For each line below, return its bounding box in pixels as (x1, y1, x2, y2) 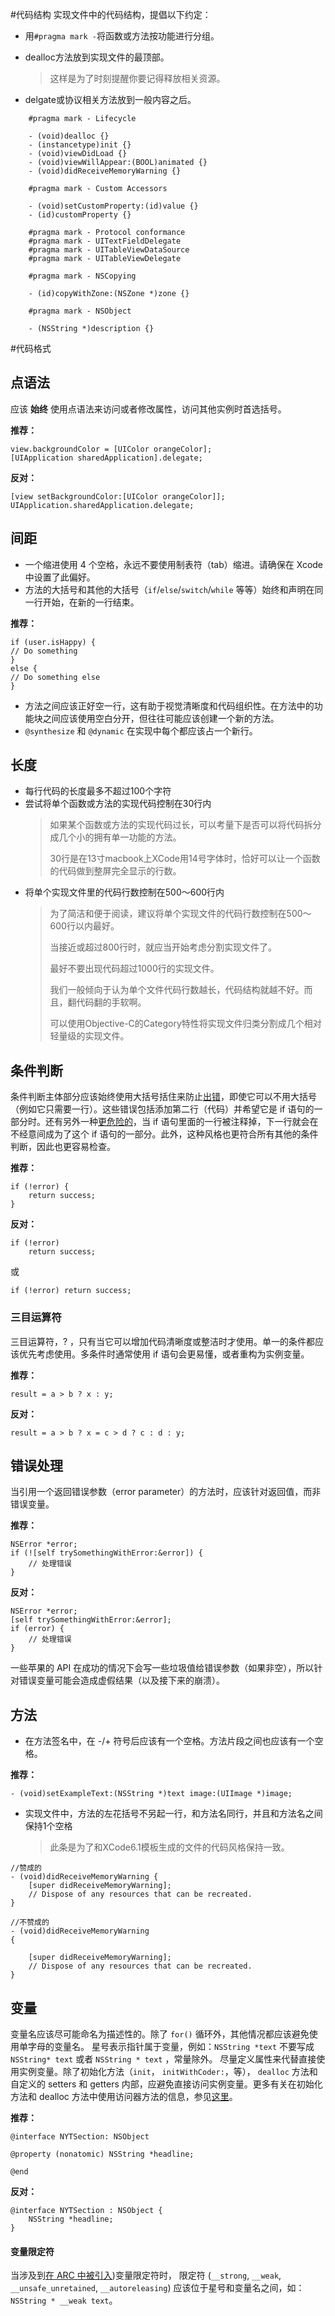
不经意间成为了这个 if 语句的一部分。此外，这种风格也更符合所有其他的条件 (10, 1128, 319, 1140)
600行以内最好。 (49, 920, 120, 932)
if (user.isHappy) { (10, 637, 97, 647)
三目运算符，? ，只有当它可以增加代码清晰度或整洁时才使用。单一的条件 (10, 1335, 307, 1347)
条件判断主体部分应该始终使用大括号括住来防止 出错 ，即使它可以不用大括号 (10, 1091, 317, 1103)
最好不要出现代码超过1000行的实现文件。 (49, 963, 220, 975)
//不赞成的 (10, 1918, 50, 1928)
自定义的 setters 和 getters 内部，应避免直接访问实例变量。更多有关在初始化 (10, 2078, 323, 2090)
